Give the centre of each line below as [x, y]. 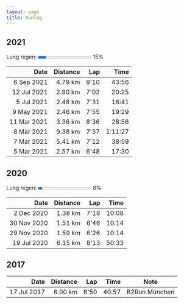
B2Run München [151, 292]
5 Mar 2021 [30, 152]
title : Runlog [24, 18]
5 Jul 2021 [32, 102]
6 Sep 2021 [30, 82]
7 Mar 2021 [30, 142]
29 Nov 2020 [29, 233]
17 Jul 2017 [27, 292]
